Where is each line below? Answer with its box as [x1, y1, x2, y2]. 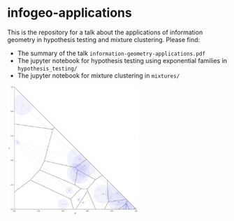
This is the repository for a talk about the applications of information [7, 28, 203, 36]
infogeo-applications [7, 5, 133, 21]
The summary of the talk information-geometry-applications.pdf [17, 49, 206, 57]
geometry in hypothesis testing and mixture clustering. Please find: [7, 35, 200, 43]
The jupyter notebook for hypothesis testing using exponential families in [17, 56, 228, 64]
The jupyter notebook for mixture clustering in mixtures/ [17, 71, 180, 80]
